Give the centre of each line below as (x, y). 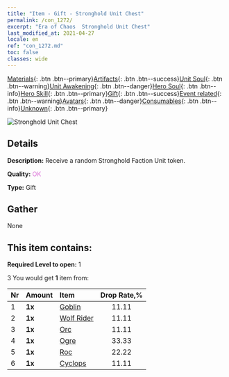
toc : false (23, 53)
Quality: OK (24, 174)
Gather (23, 209)
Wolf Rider (76, 319)
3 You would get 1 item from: (48, 278)
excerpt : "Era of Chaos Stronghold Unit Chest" (79, 26)
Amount (39, 295)
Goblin (70, 307)
